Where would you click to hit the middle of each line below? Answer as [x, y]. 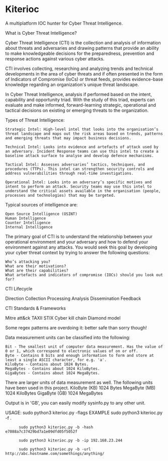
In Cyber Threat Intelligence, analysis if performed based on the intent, [79, 94]
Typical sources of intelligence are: [41, 204]
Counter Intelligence [28, 222]
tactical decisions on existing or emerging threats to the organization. [77, 110]
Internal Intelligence [29, 227]
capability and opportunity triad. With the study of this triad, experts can [80, 100]
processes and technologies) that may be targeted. [60, 195]
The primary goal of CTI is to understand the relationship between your [79, 236]
